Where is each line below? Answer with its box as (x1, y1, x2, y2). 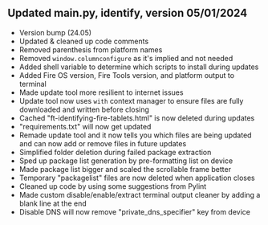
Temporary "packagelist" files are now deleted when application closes (18, 173, 256, 182)
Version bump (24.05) (18, 27, 92, 37)
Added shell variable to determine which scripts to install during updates (18, 62, 259, 72)
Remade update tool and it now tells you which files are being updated (18, 130, 252, 140)
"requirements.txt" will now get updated (18, 121, 152, 131)
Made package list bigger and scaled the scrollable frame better (18, 164, 232, 174)
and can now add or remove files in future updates (18, 138, 187, 148)
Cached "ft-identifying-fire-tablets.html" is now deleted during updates (18, 112, 255, 123)
